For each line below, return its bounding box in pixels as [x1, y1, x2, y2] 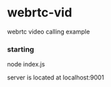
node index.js [7, 60, 45, 69]
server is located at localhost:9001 [7, 73, 104, 82]
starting [7, 45, 34, 54]
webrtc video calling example [7, 27, 90, 36]
